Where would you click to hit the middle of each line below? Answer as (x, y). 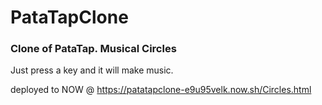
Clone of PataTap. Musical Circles (93, 49)
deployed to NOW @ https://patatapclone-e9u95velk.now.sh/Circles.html (161, 90)
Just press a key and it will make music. (92, 70)
